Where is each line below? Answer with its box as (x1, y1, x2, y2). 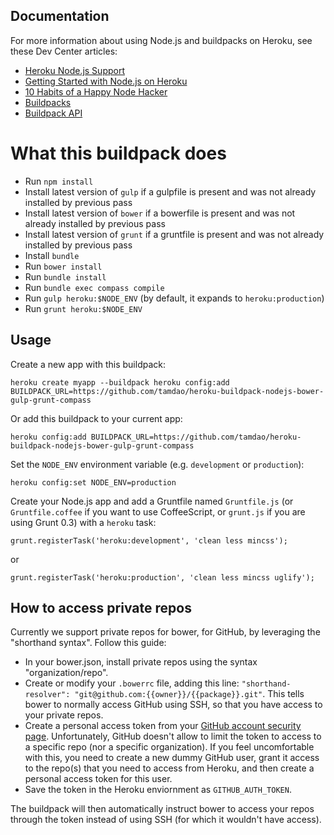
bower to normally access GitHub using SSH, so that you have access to (24, 699, 323, 711)
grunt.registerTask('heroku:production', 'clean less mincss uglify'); (10, 572, 315, 583)
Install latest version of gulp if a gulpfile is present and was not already (24, 185, 317, 198)
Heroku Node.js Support (24, 64, 125, 76)
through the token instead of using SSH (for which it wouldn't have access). (10, 814, 322, 826)
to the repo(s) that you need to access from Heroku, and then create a (24, 762, 315, 774)
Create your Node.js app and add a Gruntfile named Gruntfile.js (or (10, 495, 294, 507)
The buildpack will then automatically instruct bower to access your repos (10, 803, 315, 815)
